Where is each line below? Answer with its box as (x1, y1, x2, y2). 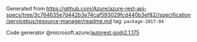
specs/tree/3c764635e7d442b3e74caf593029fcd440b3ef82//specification (6, 11, 191, 18)
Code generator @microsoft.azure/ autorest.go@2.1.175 (6, 29, 140, 36)
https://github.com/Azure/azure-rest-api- (46, 5, 147, 12)
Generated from (6, 5, 46, 12)
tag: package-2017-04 (113, 18, 164, 24)
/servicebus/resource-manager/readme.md (6, 18, 112, 24)
